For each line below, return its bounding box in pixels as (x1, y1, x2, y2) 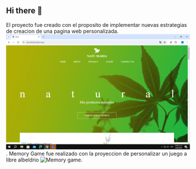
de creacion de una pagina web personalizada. (6, 27, 119, 35)
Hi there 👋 (6, 6, 43, 16)
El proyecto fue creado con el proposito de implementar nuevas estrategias (6, 21, 187, 28)
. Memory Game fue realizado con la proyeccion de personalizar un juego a (6, 150, 187, 157)
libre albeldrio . (6, 156, 83, 163)
